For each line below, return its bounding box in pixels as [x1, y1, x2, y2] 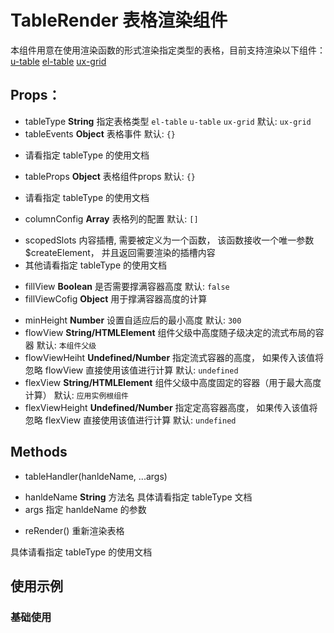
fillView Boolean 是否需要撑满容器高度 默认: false [24, 280, 230, 292]
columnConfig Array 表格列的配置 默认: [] [24, 212, 199, 225]
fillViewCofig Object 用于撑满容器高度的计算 [24, 292, 208, 305]
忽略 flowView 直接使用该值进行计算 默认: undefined [24, 364, 239, 376]
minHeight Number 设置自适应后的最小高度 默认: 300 [24, 314, 242, 326]
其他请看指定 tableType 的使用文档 [24, 259, 167, 271]
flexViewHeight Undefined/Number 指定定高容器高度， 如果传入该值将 [24, 401, 318, 413]
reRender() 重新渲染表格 [24, 524, 125, 536]
